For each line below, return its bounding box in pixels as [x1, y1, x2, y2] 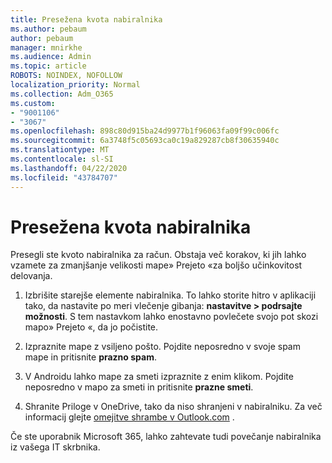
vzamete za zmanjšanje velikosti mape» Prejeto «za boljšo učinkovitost [10, 259, 303, 271]
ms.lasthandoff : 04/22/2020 [10, 163, 128, 173]
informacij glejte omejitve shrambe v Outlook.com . [24, 411, 235, 423]
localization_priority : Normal [10, 80, 141, 90]
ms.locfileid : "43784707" [10, 172, 118, 183]
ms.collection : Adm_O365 [10, 89, 114, 99]
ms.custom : [10, 98, 56, 108]
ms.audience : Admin [10, 52, 92, 62]
